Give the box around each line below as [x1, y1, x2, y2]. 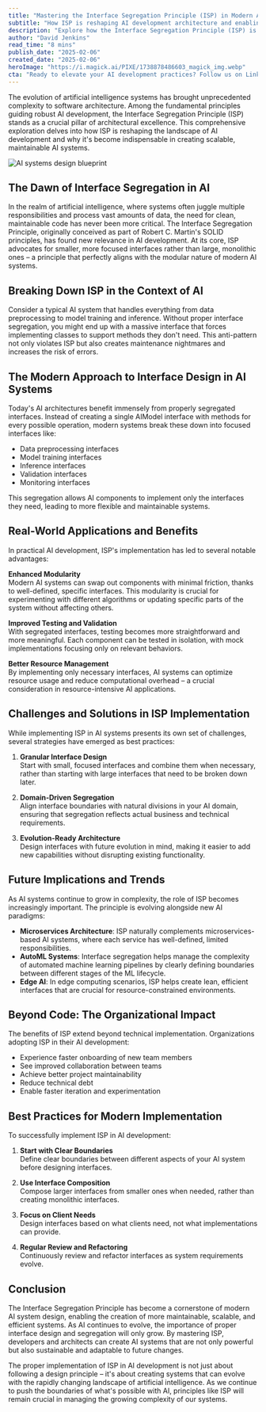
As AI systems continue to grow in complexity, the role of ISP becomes [8, 894, 239, 903]
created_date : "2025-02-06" [8, 56, 101, 64]
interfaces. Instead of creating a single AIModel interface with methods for [8, 412, 251, 422]
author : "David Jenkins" [8, 33, 90, 42]
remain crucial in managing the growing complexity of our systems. [8, 1394, 228, 1403]
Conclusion [8, 1282, 66, 1296]
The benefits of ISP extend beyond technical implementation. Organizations [8, 1029, 255, 1039]
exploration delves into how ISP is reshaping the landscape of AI [8, 126, 218, 135]
